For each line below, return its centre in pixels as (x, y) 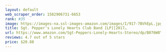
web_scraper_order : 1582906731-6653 (43, 14)
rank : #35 (15, 19)
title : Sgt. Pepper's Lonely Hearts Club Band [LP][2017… (66, 28)
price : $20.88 (20, 42)
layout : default (22, 10)
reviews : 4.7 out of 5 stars (35, 38)
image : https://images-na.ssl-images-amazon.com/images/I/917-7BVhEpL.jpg (84, 24)
